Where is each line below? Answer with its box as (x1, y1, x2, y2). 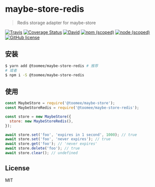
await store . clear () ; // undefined (5, 151, 78, 156)
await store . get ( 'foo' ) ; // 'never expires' (5, 141, 98, 146)
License (5, 164, 30, 173)
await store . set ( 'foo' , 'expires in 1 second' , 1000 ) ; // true (5, 132, 137, 137)
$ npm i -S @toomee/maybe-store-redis (5, 72, 84, 77)
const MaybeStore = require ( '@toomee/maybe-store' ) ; (5, 101, 115, 106)
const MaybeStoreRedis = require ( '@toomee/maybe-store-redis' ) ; (5, 105, 139, 110)
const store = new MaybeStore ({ (5, 114, 71, 119)
